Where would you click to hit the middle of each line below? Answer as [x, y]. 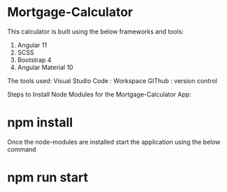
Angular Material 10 [45, 67]
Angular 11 [32, 45]
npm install [40, 123]
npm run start [48, 178]
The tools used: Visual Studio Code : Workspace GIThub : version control [112, 80]
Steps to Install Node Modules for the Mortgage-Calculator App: [100, 94]
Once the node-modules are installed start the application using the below [114, 142]
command [22, 149]
